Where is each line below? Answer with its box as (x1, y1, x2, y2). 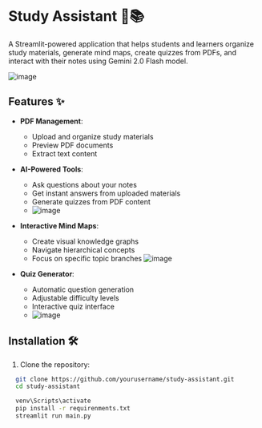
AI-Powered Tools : (19, 164, 84, 174)
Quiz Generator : (19, 269, 75, 278)
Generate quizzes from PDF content (31, 196, 151, 206)
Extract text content (31, 148, 98, 158)
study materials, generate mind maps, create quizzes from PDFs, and (8, 47, 237, 57)
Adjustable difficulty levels (31, 293, 119, 302)
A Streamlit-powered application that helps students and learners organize (8, 38, 255, 49)
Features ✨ (8, 95, 65, 109)
